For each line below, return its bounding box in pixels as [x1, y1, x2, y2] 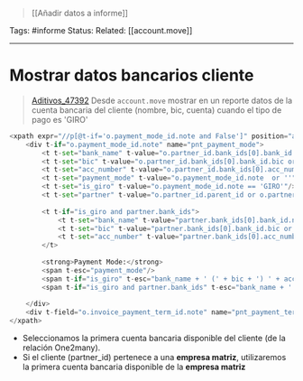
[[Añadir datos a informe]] [31, 8, 129, 18]
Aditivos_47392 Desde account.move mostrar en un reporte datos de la [31, 95, 293, 106]
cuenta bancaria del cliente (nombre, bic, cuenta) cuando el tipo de [31, 104, 282, 116]
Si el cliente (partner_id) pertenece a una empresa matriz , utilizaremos [22, 352, 287, 363]
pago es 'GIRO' [31, 114, 88, 125]
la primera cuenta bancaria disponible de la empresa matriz [22, 361, 246, 373]
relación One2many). [22, 342, 101, 353]
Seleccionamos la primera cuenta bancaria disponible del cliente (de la [22, 333, 286, 344]
